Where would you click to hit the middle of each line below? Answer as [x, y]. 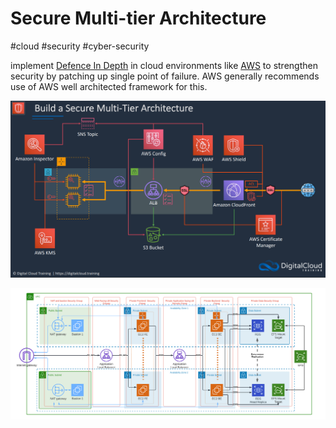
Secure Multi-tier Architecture [138, 18]
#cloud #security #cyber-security [80, 46]
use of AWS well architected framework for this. [109, 86]
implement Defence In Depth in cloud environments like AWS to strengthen [164, 65]
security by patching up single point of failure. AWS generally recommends [165, 76]
